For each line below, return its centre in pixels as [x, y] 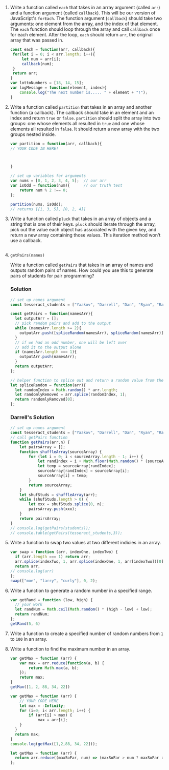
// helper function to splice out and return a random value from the [87, 380]
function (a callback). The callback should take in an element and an [82, 112]
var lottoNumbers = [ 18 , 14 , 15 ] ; [47, 83]
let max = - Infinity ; [42, 706]
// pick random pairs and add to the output [63, 323]
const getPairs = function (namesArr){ [51, 314]
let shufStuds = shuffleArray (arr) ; [58, 495]
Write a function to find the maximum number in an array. [70, 649]
